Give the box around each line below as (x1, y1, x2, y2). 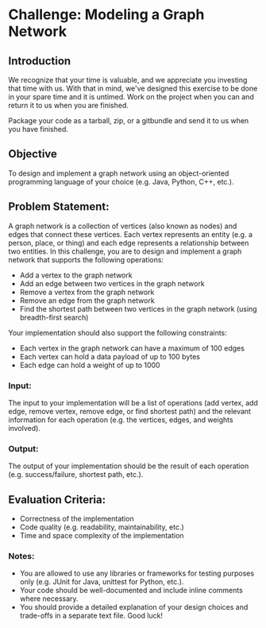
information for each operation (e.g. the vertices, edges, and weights (8, 415, 233, 424)
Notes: (8, 550, 35, 561)
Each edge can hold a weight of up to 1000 (19, 360, 160, 370)
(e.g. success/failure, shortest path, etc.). (8, 470, 144, 479)
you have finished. (8, 125, 69, 134)
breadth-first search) (19, 312, 89, 322)
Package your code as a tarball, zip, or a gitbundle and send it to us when (8, 116, 249, 125)
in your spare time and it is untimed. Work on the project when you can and (8, 92, 254, 101)
